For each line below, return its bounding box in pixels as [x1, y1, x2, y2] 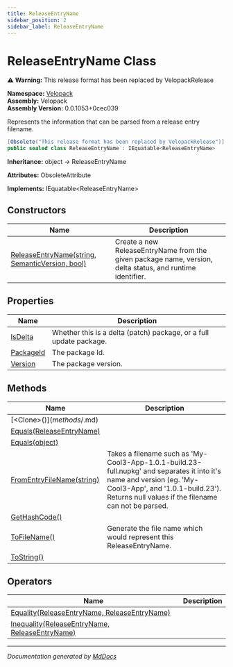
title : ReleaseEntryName [7, 10, 79, 17]
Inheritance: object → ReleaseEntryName [7, 158, 127, 166]
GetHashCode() [10, 512, 62, 522]
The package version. [51, 359, 123, 368]
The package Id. [51, 347, 105, 357]
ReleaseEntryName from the [114, 245, 207, 255]
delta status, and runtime [114, 263, 196, 272]
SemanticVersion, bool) [10, 258, 87, 268]
